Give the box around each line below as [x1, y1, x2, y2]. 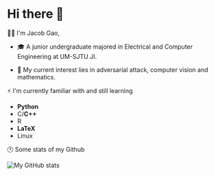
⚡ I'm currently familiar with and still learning [7, 86, 133, 95]
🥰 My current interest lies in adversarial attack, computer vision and [16, 65, 209, 74]
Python [16, 102, 39, 110]
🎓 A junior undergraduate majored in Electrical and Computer [16, 42, 193, 51]
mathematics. [16, 73, 56, 81]
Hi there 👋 [7, 6, 64, 22]
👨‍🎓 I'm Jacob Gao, [7, 29, 60, 37]
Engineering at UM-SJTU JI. [16, 52, 97, 60]
